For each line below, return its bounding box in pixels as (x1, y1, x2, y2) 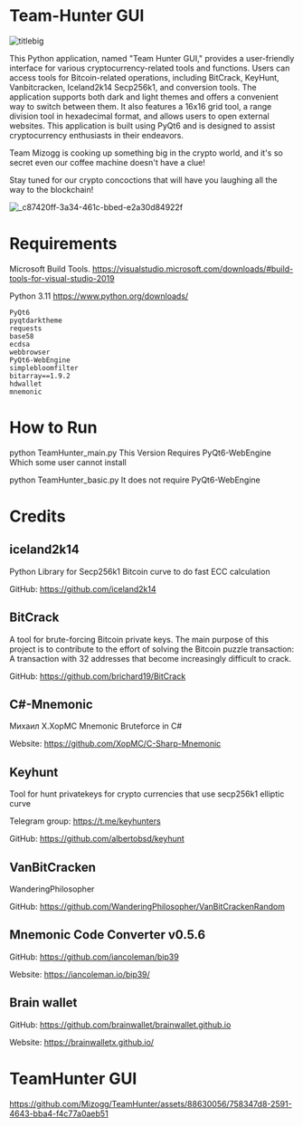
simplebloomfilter (9, 363, 79, 372)
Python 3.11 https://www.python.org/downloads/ (9, 291, 189, 301)
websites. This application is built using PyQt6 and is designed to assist (9, 119, 276, 131)
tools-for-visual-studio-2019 (9, 272, 115, 283)
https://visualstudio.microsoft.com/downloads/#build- (91, 263, 294, 274)
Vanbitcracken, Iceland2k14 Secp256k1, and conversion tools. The (9, 81, 257, 92)
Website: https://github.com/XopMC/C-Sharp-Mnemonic (9, 739, 222, 750)
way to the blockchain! (9, 184, 94, 195)
